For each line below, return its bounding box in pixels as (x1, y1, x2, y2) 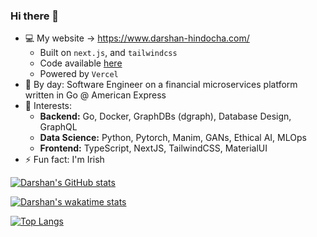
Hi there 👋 (10, 9, 60, 23)
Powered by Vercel (39, 68, 119, 80)
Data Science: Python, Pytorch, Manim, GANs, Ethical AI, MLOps (39, 132, 307, 144)
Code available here (39, 57, 123, 69)
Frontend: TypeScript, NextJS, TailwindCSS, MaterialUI (39, 142, 268, 154)
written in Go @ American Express (24, 89, 167, 101)
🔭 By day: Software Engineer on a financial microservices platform (24, 79, 298, 91)
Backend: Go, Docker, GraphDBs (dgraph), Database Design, (39, 110, 292, 123)
